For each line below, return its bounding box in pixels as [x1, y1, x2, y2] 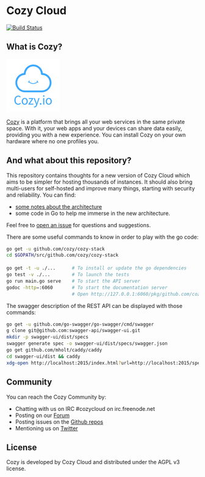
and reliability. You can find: [6, 191, 76, 198]
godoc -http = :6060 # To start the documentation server [6, 284, 168, 291]
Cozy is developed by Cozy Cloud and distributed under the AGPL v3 [6, 459, 180, 466]
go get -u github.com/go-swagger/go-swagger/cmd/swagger [6, 321, 154, 328]
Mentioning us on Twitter [15, 424, 78, 432]
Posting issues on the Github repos [15, 418, 104, 426]
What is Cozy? [6, 42, 63, 52]
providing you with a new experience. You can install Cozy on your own [6, 131, 186, 138]
